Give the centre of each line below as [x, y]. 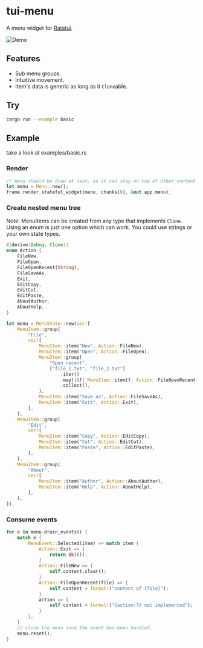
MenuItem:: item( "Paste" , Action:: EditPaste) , [97, 448]
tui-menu [30, 11]
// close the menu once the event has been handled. [85, 628]
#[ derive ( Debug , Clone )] [37, 245]
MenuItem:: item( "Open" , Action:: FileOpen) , [94, 352]
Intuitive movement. [40, 79]
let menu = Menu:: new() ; [37, 187]
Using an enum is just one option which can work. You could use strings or [99, 227]
